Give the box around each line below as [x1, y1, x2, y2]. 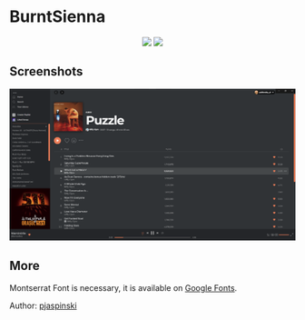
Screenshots [9, 64, 84, 79]
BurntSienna [9, 6, 106, 27]
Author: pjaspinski [9, 300, 77, 311]
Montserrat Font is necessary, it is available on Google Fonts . [9, 282, 238, 293]
